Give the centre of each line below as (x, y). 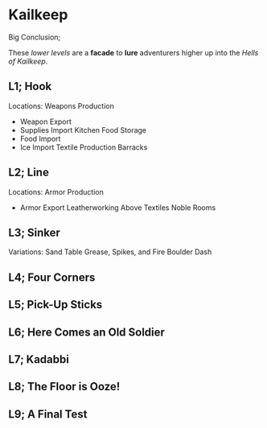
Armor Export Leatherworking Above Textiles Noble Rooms (118, 208)
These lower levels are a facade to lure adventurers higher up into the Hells (133, 52)
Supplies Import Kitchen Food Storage (83, 130)
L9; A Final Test (48, 414)
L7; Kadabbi (39, 359)
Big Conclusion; (35, 37)
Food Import (40, 138)
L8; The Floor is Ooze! (64, 387)
